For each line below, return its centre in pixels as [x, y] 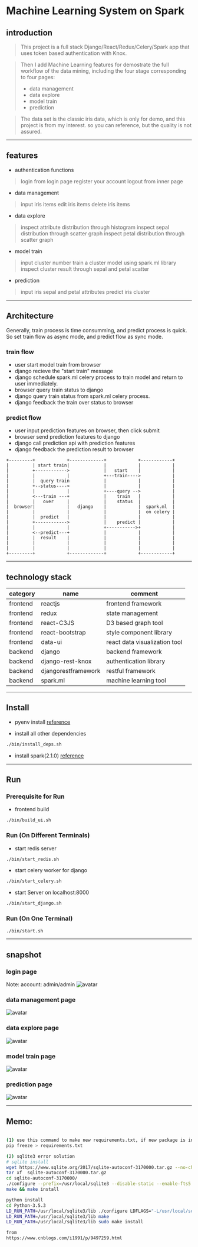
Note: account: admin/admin [41, 984]
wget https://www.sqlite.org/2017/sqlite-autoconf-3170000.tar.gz [89, 1167]
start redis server [36, 848]
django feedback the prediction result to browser [74, 449]
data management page [41, 999]
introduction [29, 33]
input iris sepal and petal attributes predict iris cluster [85, 291]
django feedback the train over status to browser [74, 402]
